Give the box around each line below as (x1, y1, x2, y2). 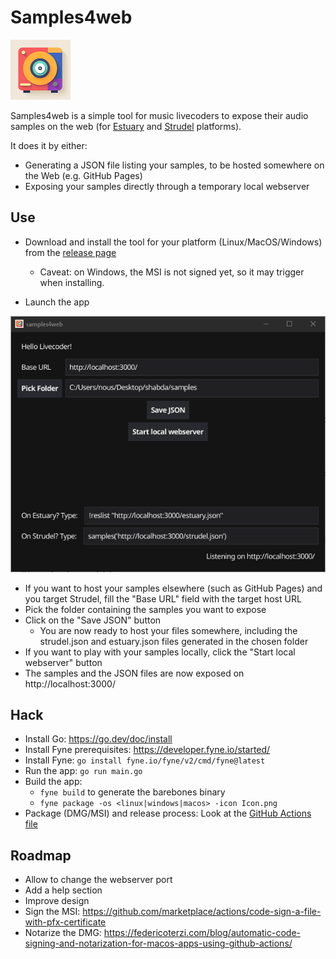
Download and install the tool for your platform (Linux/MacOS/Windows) (24, 236, 323, 248)
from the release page (24, 246, 117, 258)
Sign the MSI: (24, 906, 81, 918)
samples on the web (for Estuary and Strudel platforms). (10, 120, 242, 132)
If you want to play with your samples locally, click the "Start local (24, 646, 296, 658)
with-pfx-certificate (24, 916, 107, 928)
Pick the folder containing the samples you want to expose (24, 603, 267, 615)
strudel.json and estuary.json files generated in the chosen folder (39, 635, 309, 647)
